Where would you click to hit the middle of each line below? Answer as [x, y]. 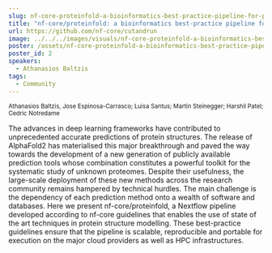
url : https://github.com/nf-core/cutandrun [83, 31]
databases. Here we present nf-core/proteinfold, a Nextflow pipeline [122, 206]
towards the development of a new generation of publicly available [119, 154]
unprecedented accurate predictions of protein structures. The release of [131, 137]
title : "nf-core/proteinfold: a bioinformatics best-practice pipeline [132, 24]
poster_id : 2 [30, 54]
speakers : [25, 62]
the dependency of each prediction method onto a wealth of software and [132, 197]
